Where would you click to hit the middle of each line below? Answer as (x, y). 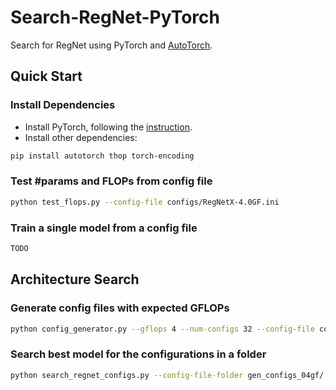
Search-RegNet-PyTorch (115, 17)
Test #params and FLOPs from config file (111, 181)
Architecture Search (75, 279)
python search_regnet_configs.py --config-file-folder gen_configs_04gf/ (167, 375)
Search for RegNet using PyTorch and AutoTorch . (111, 45)
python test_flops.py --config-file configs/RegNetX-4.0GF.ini (145, 202)
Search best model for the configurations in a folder (138, 354)
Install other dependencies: (81, 137)
